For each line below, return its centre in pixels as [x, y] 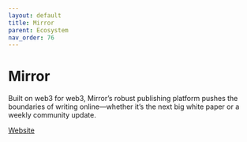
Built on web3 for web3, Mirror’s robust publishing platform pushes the [123, 99]
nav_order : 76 [32, 37]
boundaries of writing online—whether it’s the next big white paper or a [124, 106]
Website [22, 130]
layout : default [35, 15]
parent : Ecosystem [38, 30]
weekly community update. [52, 115]
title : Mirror [32, 23]
